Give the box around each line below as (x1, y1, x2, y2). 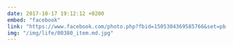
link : (7, 23, 23, 30)
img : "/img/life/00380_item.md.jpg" (7, 29, 114, 37)
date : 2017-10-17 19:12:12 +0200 (7, 10, 105, 17)
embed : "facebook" (7, 17, 61, 23)
